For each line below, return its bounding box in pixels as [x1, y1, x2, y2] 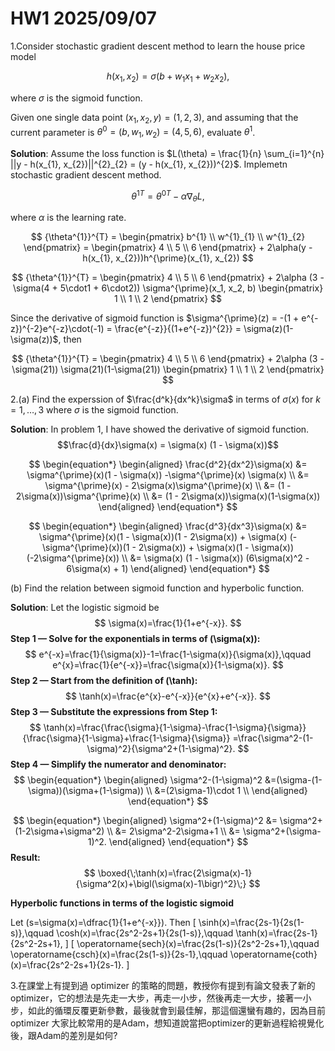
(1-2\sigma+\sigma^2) [14, 825, 105, 837]
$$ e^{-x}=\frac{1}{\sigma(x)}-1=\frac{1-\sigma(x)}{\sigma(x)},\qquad [24, 648, 312, 661]
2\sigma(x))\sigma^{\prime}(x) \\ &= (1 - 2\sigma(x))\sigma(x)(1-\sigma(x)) [15, 490, 321, 502]
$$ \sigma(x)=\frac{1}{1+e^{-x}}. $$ [94, 617, 242, 629]
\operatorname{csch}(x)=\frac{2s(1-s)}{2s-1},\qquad [10, 948, 228, 961]
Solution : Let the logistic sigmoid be [10, 602, 160, 614]
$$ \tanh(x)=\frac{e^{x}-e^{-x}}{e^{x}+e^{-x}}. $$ [64, 690, 272, 702]
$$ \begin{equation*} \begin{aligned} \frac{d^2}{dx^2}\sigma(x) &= [28, 458, 308, 471]
